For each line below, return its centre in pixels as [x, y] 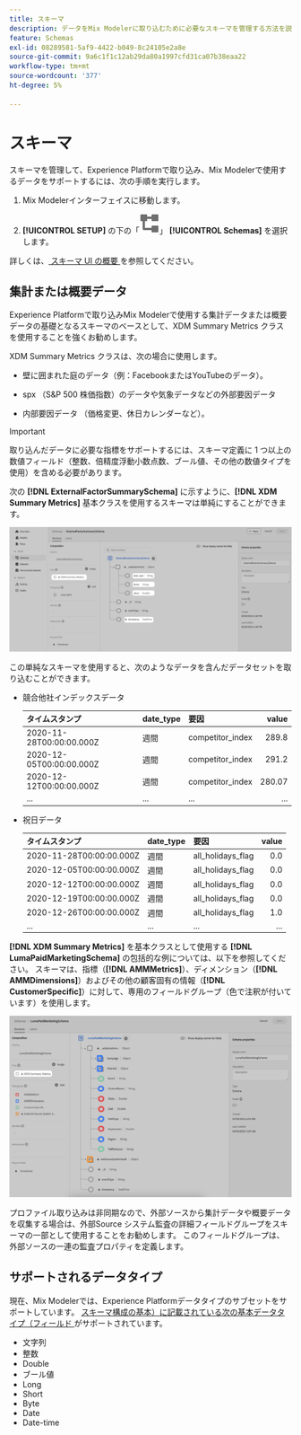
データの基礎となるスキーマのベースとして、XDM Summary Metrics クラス [147, 326]
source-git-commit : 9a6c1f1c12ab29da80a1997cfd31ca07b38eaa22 [128, 57]
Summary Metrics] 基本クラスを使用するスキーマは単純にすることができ [144, 503]
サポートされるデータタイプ [86, 1277]
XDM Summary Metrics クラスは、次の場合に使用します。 [116, 357]
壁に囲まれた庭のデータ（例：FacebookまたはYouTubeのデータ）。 [145, 375]
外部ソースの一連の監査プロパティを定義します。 [99, 1246]
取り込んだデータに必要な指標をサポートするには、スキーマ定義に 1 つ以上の [150, 450]
